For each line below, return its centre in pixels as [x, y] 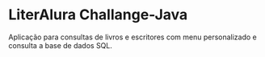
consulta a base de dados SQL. [61, 45]
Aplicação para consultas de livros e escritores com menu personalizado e [132, 37]
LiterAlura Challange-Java [98, 15]
